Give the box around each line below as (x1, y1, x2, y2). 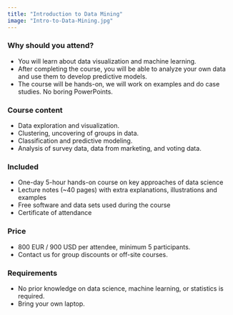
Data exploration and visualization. (17, 121, 120, 130)
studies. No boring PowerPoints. (17, 87, 113, 96)
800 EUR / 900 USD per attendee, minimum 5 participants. (17, 242, 191, 251)
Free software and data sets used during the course (17, 201, 171, 209)
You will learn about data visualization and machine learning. (17, 56, 197, 65)
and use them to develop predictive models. (17, 72, 148, 81)
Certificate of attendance (17, 209, 92, 217)
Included (7, 162, 39, 172)
